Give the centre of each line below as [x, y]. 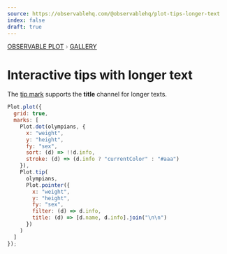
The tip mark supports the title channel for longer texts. [87, 94]
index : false [26, 20]
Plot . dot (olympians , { [53, 127]
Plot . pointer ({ [48, 185]
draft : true [24, 27]
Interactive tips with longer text [100, 75]
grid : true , [31, 114]
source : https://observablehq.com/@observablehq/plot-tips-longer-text [113, 14]
